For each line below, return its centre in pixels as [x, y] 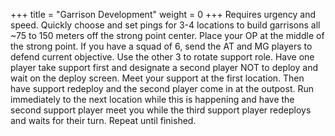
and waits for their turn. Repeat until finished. [103, 120]
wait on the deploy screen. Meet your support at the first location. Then [157, 78]
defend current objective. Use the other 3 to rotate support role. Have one [162, 57]
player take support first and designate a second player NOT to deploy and [164, 67]
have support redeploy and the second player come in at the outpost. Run [162, 88]
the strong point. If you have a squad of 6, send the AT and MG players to [161, 46]
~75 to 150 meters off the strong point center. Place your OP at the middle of [167, 35]
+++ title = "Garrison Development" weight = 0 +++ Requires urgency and [163, 14]
